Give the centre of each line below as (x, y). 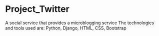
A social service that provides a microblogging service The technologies (79, 23)
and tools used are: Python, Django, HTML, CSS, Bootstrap (66, 28)
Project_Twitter (37, 9)
